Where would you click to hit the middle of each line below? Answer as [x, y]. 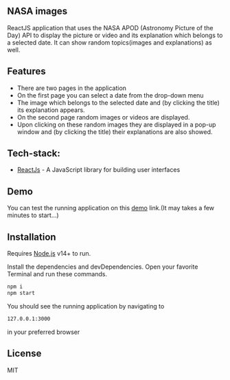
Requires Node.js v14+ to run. [49, 254]
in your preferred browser [44, 332]
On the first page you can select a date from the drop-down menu [110, 95]
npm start [21, 293]
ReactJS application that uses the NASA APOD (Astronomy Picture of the [110, 27]
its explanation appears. [51, 110]
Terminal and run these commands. [57, 274]
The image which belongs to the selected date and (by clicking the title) [118, 102]
